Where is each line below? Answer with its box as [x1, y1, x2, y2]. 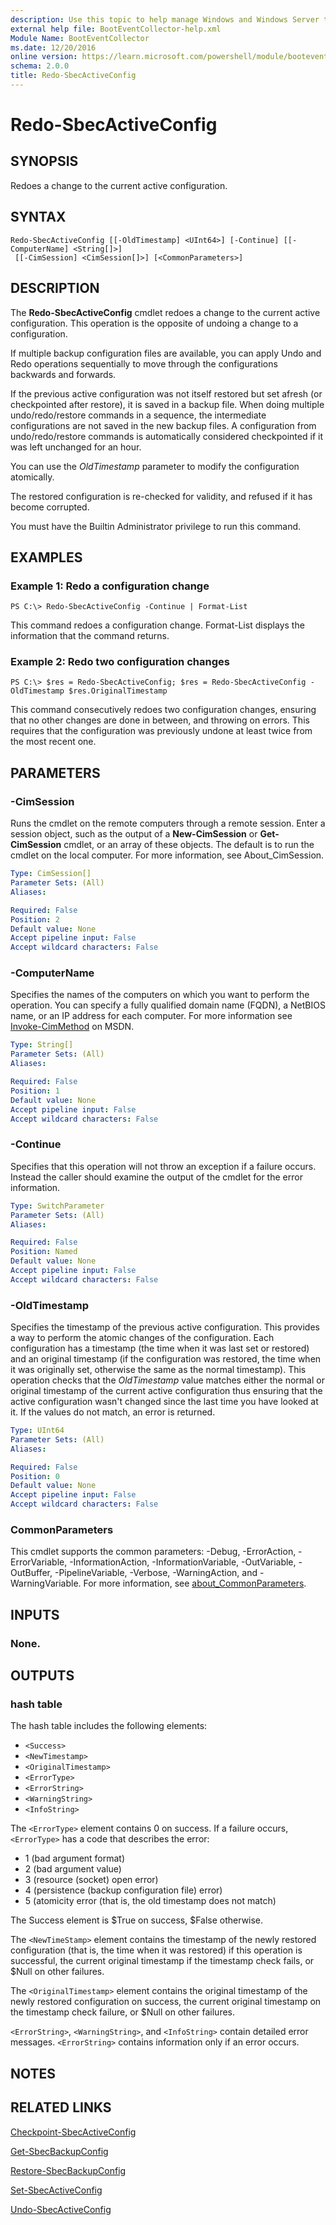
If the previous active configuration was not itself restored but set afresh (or [10, 387, 323, 400]
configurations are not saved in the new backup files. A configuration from [10, 419, 317, 431]
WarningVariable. [10, 1577, 82, 1590]
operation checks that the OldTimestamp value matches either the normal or [10, 1374, 325, 1386]
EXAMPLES [10, 549, 83, 566]
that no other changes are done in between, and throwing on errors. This [10, 714, 310, 726]
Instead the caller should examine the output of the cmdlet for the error [10, 1171, 303, 1183]
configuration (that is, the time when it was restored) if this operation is [10, 1944, 303, 1956]
